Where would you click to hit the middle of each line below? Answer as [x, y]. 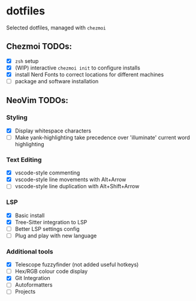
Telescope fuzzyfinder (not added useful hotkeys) [77, 264]
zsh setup [27, 61]
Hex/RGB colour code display [51, 272]
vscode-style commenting [47, 173]
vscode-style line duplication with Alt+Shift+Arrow [77, 186]
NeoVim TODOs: [37, 100]
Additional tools [30, 251]
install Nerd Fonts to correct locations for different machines [89, 74]
